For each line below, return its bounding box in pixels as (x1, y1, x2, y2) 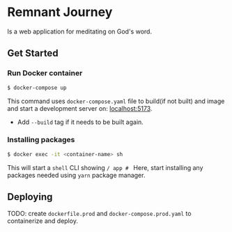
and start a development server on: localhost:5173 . (7, 104, 153, 112)
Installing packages (7, 135, 75, 145)
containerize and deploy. (7, 217, 79, 225)
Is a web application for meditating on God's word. (7, 27, 152, 36)
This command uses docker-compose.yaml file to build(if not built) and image (7, 97, 225, 105)
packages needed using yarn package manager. (7, 171, 146, 179)
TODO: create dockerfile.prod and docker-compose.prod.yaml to (7, 210, 192, 218)
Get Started (7, 47, 59, 59)
